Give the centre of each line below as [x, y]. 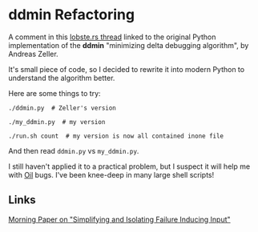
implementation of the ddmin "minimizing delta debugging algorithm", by [129, 45]
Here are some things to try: [55, 93]
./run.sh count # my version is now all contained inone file [116, 136]
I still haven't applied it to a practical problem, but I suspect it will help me [129, 166]
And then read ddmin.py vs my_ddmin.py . [74, 150]
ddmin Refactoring [71, 15]
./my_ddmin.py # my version [57, 122]
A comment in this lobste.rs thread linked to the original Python [112, 37]
